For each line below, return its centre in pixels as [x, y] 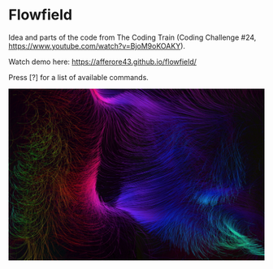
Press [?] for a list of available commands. [78, 77]
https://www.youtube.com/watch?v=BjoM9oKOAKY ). [97, 45]
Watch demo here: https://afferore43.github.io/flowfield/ [103, 62]
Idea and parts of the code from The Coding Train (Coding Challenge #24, [132, 37]
